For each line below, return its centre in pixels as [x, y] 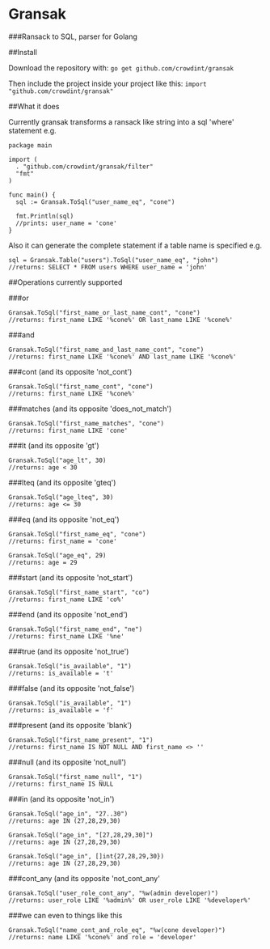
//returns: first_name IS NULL [61, 784]
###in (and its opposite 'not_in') [61, 799]
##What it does [34, 106]
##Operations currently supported [65, 282]
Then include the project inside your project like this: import [108, 83]
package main [30, 145]
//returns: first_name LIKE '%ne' [67, 636]
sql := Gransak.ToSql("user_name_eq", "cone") [95, 202]
